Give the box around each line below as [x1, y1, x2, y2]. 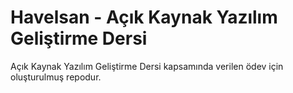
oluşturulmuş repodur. [10, 71, 102, 83]
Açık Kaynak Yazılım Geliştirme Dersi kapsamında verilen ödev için [10, 60, 284, 72]
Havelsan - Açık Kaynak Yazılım [10, 6, 278, 29]
